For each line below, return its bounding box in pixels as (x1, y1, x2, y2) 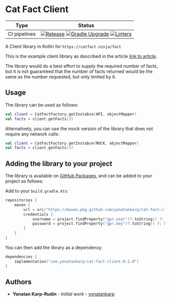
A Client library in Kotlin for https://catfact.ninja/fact (5, 43, 121, 49)
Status (78, 22, 95, 29)
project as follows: (5, 178, 44, 184)
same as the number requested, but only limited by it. (5, 73, 116, 79)
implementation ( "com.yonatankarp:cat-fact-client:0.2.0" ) (14, 259, 139, 264)
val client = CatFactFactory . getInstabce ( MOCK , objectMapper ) (5, 141, 139, 146)
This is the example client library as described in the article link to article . (5, 53, 157, 59)
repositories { (5, 198, 37, 203)
